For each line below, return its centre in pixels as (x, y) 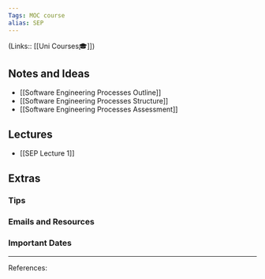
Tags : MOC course (37, 15)
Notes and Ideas (49, 73)
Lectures (30, 134)
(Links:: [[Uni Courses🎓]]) (52, 46)
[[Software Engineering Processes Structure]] (94, 101)
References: (28, 268)
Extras (24, 178)
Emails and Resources (51, 222)
